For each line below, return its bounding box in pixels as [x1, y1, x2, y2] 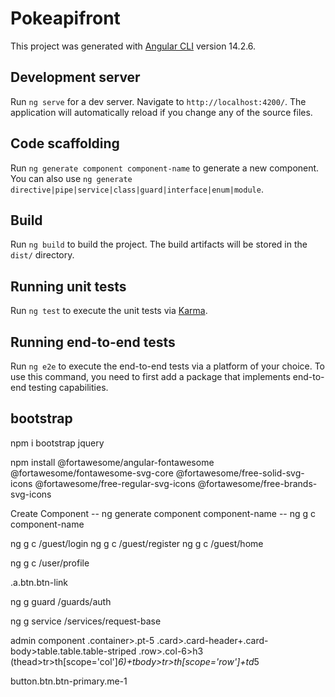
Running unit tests [10, 278, 127, 295]
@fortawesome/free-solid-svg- [175, 467, 305, 479]
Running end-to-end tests [10, 333, 176, 351]
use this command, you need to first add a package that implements [10, 371, 291, 382]
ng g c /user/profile [10, 557, 90, 569]
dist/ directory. [10, 249, 75, 261]
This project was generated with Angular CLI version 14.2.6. [10, 40, 257, 52]
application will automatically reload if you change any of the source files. [10, 106, 313, 118]
